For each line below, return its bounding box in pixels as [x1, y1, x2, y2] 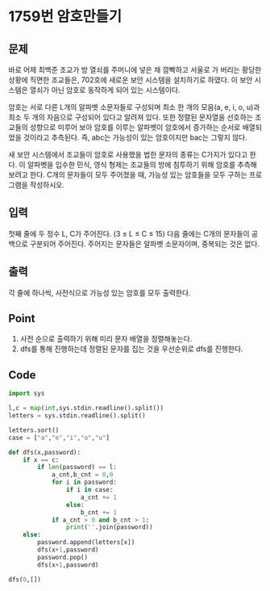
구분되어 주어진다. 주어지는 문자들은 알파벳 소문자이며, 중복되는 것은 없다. [29, 239, 260, 249]
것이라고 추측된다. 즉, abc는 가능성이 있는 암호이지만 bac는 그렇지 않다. [23, 132, 247, 142]
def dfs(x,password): [8, 448, 81, 456]
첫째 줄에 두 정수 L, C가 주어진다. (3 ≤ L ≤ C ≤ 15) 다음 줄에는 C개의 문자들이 [8, 228, 250, 238]
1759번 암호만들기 [8, 7, 123, 26]
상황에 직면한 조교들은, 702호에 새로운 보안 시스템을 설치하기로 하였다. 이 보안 [8, 75, 253, 85]
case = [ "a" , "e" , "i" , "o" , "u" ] [8, 434, 110, 442]
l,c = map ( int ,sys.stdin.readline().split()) [8, 404, 164, 413]
